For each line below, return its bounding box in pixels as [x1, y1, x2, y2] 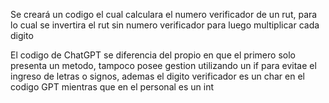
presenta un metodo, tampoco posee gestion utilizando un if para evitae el [10, 60, 317, 71]
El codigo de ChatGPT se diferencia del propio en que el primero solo [10, 49, 296, 61]
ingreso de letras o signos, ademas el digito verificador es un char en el [10, 70, 305, 82]
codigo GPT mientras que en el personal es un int [10, 81, 215, 93]
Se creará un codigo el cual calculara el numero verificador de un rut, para [10, 9, 318, 20]
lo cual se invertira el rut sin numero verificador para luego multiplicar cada [10, 19, 320, 31]
